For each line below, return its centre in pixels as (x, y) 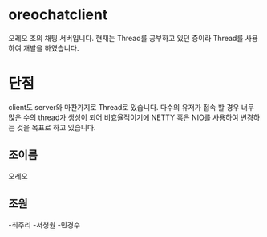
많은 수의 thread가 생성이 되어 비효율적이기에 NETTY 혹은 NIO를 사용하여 (123, 117)
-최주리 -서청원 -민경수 (44, 225)
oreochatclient (58, 15)
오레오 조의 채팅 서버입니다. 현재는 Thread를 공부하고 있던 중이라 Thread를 (126, 38)
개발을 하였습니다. (51, 48)
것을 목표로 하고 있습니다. (56, 127)
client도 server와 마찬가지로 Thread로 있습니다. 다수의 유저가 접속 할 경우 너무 (131, 107)
